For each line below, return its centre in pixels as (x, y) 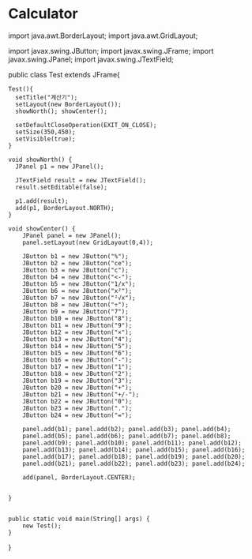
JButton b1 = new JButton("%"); (75, 256)
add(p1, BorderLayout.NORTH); (65, 208)
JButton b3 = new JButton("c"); (75, 270)
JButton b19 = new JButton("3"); (77, 381)
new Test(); (42, 526)
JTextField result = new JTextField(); (81, 180)
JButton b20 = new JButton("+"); (77, 388)
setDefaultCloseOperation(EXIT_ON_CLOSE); (86, 125)
